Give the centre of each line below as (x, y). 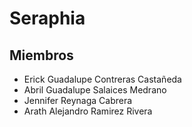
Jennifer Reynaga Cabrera (78, 100)
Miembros (41, 55)
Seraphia (47, 18)
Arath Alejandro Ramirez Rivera (88, 111)
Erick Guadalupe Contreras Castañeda (102, 79)
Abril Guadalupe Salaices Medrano (95, 90)
